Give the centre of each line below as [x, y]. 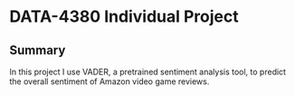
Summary [38, 50]
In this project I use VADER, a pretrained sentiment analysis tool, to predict [148, 72]
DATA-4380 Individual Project [124, 17]
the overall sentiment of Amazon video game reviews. [109, 82]
